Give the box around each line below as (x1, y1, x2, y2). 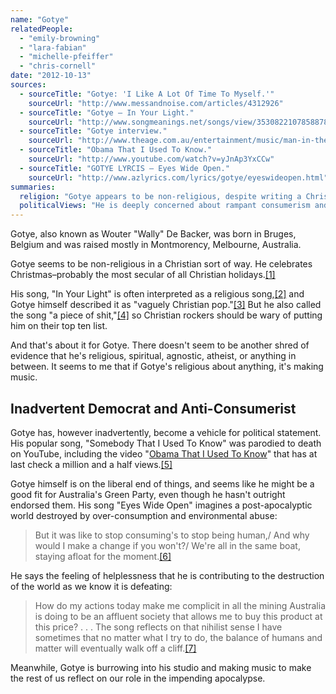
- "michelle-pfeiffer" (19, 52, 114, 62)
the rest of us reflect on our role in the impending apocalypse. (10, 672, 266, 684)
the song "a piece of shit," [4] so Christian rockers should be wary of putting (10, 309, 323, 321)
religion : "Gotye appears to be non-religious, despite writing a (19, 191, 302, 201)
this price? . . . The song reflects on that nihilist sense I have (34, 621, 283, 633)
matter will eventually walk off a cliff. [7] (34, 642, 197, 654)
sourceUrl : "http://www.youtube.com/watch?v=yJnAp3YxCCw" (28, 154, 275, 164)
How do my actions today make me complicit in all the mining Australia (34, 599, 327, 611)
